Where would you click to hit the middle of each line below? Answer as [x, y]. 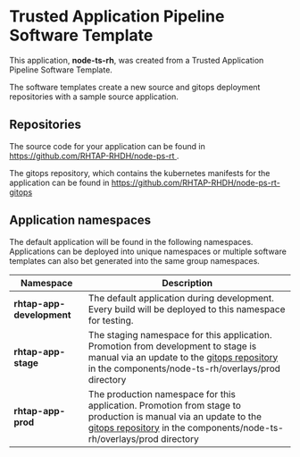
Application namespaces [80, 220]
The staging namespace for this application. [180, 334]
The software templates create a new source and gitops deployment [135, 87]
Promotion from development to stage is [172, 346]
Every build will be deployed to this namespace [187, 309]
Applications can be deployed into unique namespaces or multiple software [148, 251]
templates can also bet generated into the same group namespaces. [135, 260]
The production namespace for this [162, 394]
